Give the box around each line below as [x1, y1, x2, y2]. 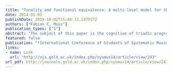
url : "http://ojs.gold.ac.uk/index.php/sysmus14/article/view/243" [10, 54, 157, 60]
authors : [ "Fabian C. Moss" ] [5, 21, 68, 27]
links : [5, 45, 19, 50]
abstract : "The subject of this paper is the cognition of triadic [5, 31, 153, 36]
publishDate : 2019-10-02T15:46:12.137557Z [5, 17, 97, 22]
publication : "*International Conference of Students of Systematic [5, 41, 155, 46]
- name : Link [5, 50, 33, 55]
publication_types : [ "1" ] [5, 26, 60, 31]
